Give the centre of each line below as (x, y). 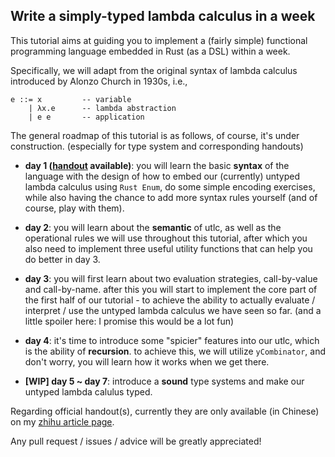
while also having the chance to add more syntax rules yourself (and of (171, 197)
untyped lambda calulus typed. (88, 391)
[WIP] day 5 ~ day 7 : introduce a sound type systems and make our (164, 381)
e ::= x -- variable (71, 99)
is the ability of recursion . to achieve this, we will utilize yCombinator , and (175, 351)
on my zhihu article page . (62, 421)
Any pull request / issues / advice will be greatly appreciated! (136, 441)
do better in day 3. (62, 259)
